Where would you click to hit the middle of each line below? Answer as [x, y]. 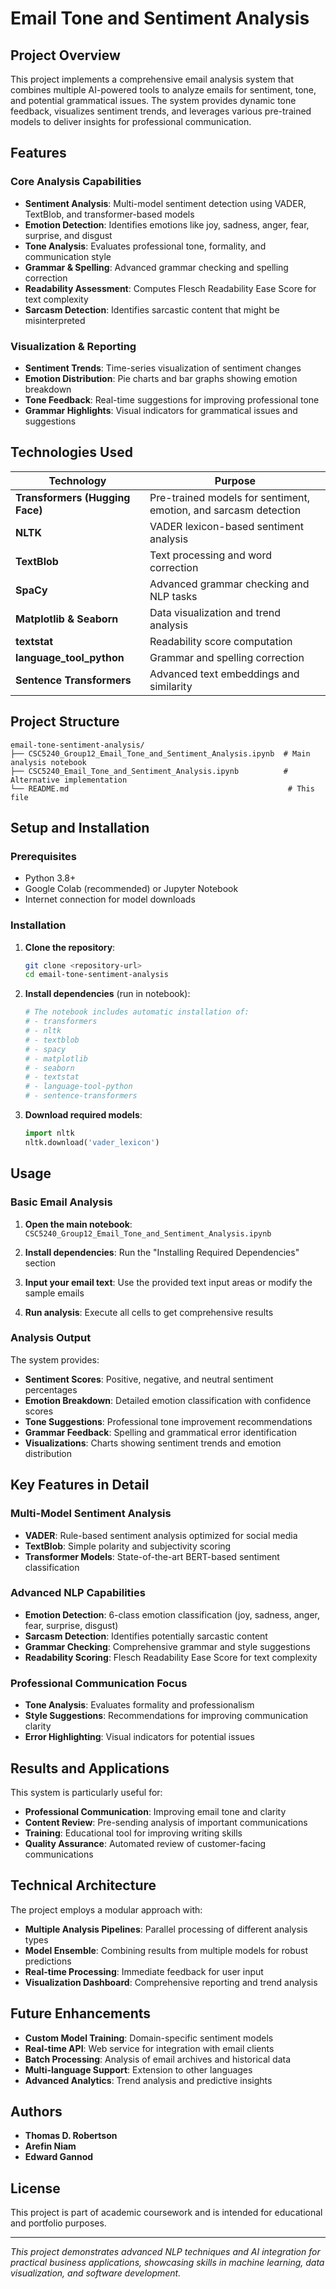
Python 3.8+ [50, 878]
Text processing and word [211, 555]
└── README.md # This [162, 788]
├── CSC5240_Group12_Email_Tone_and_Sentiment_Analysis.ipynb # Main [160, 753]
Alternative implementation [69, 780]
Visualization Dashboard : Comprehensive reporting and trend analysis [171, 1982]
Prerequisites [43, 856]
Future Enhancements [81, 2013]
